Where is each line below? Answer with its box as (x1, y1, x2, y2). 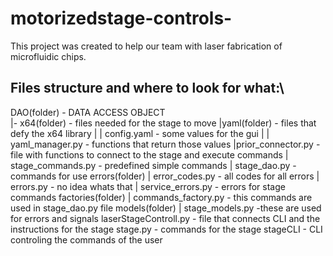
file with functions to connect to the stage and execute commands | (10, 148, 289, 161)
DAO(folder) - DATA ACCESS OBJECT (10, 106, 166, 118)
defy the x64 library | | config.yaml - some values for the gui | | (10, 127, 270, 139)
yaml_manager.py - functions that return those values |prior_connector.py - (10, 138, 321, 150)
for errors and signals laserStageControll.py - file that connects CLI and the (10, 212, 321, 224)
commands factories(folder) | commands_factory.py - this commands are (10, 191, 313, 203)
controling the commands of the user (10, 233, 163, 246)
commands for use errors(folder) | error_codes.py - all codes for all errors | (10, 170, 320, 182)
